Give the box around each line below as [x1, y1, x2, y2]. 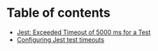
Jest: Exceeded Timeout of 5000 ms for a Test [16, 28, 151, 36]
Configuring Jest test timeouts [16, 35, 105, 43]
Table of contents [6, 5, 111, 21]
